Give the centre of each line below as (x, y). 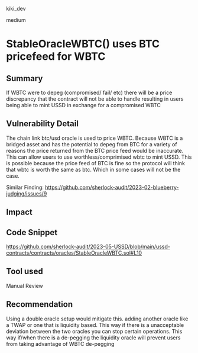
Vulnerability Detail (42, 124)
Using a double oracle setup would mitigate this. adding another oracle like (97, 319)
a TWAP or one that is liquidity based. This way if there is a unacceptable (95, 325)
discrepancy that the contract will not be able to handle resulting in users (95, 99)
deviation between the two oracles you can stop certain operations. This (94, 331)
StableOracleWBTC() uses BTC (83, 44)
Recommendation (39, 304)
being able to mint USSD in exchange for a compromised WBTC (83, 105)
